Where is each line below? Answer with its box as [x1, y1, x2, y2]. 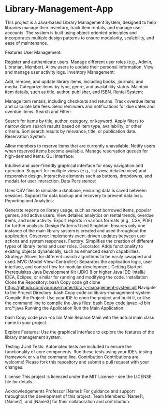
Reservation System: [5, 133, 46, 139]
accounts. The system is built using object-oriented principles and [5, 30, 137, 35]
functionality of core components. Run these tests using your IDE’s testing [5, 348, 152, 355]
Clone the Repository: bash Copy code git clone [5, 279, 101, 285]
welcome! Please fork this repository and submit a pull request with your [5, 359, 149, 365]
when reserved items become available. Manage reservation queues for [5, 148, 148, 154]
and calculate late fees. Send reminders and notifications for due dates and [5, 103, 155, 109]
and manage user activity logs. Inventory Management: [5, 69, 115, 75]
